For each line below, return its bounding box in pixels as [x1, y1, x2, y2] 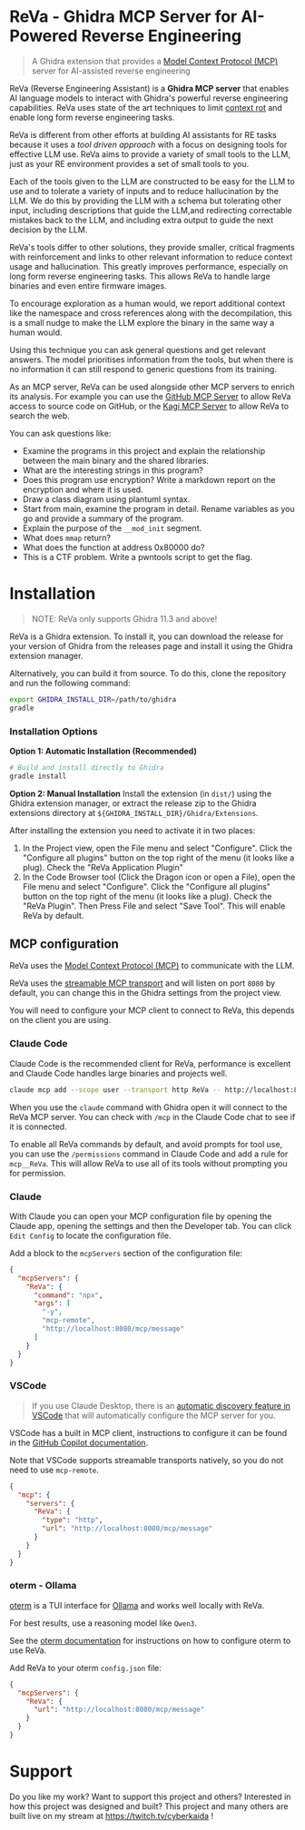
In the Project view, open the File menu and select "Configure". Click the [22, 842, 293, 853]
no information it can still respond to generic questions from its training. [9, 363, 277, 374]
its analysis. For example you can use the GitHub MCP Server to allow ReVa [9, 390, 291, 401]
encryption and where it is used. [22, 484, 143, 495]
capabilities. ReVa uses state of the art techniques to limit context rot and [9, 102, 283, 113]
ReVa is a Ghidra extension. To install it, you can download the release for [9, 631, 284, 642]
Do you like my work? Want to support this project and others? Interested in [9, 1791, 291, 1802]
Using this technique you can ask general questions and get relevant [9, 344, 266, 355]
